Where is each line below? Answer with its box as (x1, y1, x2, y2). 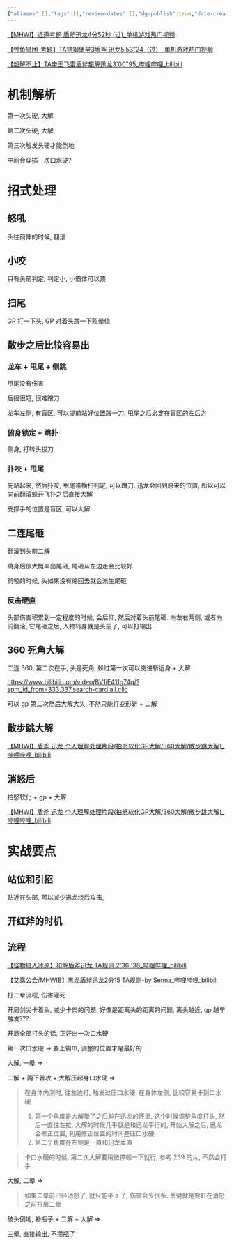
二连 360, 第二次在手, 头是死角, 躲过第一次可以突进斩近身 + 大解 (7, 664, 191, 672)
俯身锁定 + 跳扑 (7, 428, 59, 437)
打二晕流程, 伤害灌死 (7, 991, 66, 999)
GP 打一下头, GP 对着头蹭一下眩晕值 (7, 317, 111, 325)
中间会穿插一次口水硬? (7, 156, 72, 164)
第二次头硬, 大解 (7, 126, 54, 135)
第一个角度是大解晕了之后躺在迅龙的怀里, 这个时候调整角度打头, (34, 1112, 217, 1120)
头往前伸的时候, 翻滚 (7, 232, 66, 241)
